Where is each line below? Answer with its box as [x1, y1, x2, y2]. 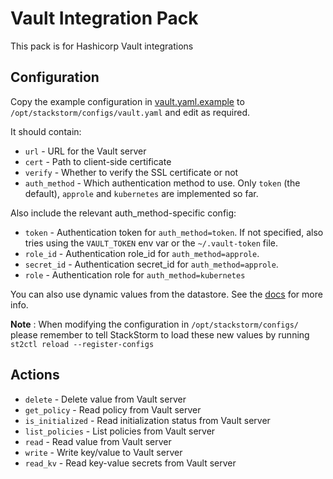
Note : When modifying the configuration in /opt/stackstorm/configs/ [10, 318, 299, 330]
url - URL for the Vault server [24, 145, 147, 157]
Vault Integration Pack [10, 7, 199, 30]
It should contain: [10, 125, 82, 137]
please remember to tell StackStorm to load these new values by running [10, 328, 310, 341]
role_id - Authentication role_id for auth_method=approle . [24, 247, 260, 259]
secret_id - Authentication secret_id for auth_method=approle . [24, 258, 279, 270]
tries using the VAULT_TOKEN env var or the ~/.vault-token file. [24, 237, 278, 249]
